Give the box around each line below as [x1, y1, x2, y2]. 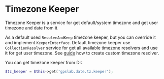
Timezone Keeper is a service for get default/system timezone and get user [5, 20, 159, 26]
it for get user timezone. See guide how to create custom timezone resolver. [5, 50, 159, 56]
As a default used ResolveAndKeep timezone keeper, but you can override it [5, 34, 156, 40]
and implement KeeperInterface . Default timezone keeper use [5, 39, 131, 45]
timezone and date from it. [5, 25, 59, 30]
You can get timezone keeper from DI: [5, 59, 82, 65]
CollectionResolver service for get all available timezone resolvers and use [5, 45, 158, 51]
